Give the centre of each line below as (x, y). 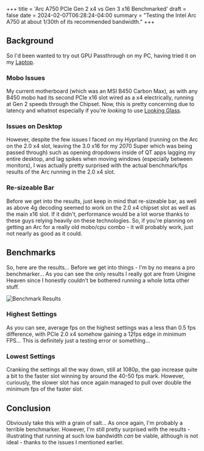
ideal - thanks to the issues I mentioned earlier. (65, 442)
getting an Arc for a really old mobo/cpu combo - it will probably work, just (100, 227)
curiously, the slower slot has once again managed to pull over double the (99, 383)
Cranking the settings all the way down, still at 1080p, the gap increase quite (102, 370)
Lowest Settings (31, 356)
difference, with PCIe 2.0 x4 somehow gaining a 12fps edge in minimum (96, 334)
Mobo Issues (26, 77)
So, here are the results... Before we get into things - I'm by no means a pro (101, 267)
